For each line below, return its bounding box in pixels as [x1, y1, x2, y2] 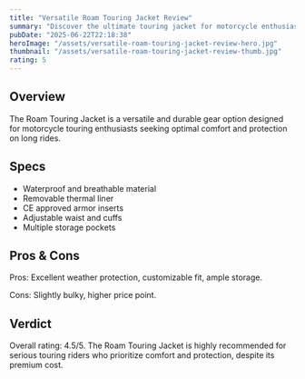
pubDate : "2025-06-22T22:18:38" [9, 30, 132, 39]
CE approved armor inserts [22, 202, 124, 214]
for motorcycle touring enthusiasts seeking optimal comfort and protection [9, 123, 288, 134]
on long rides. [9, 133, 62, 144]
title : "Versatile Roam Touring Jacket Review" [9, 13, 193, 23]
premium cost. [9, 360, 64, 371]
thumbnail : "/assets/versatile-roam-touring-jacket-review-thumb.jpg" [9, 47, 282, 56]
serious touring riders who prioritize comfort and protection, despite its [9, 350, 275, 361]
